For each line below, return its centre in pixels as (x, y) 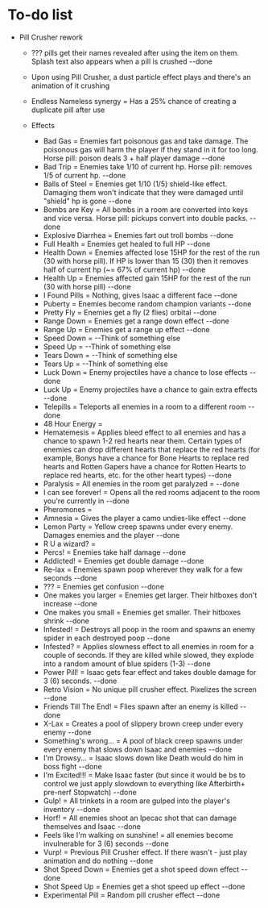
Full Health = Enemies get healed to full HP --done (127, 244)
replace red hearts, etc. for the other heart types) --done (138, 475)
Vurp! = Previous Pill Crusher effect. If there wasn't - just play (145, 852)
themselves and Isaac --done (92, 826)
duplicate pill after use (68, 110)
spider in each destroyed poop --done (107, 638)
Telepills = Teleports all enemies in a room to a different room (145, 406)
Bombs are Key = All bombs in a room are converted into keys (146, 209)
